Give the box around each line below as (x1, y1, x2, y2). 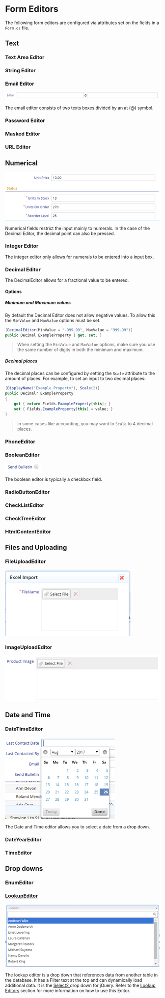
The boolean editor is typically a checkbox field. (5, 476, 102, 482)
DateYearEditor (5, 836, 42, 843)
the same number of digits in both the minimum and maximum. (17, 347, 144, 352)
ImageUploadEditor (5, 644, 53, 651)
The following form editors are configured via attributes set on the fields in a (5, 20, 160, 26)
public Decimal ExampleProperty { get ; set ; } (5, 333, 102, 338)
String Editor (5, 67, 36, 74)
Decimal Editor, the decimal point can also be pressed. (5, 230, 115, 236)
